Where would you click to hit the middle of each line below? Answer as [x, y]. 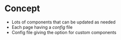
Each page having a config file [42, 27]
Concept [22, 9]
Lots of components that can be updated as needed [64, 22]
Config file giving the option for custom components [64, 32]
